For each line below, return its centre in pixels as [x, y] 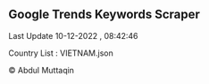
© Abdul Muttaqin [42, 70]
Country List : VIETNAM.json [61, 53]
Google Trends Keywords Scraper [104, 15]
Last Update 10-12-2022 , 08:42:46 [74, 35]
